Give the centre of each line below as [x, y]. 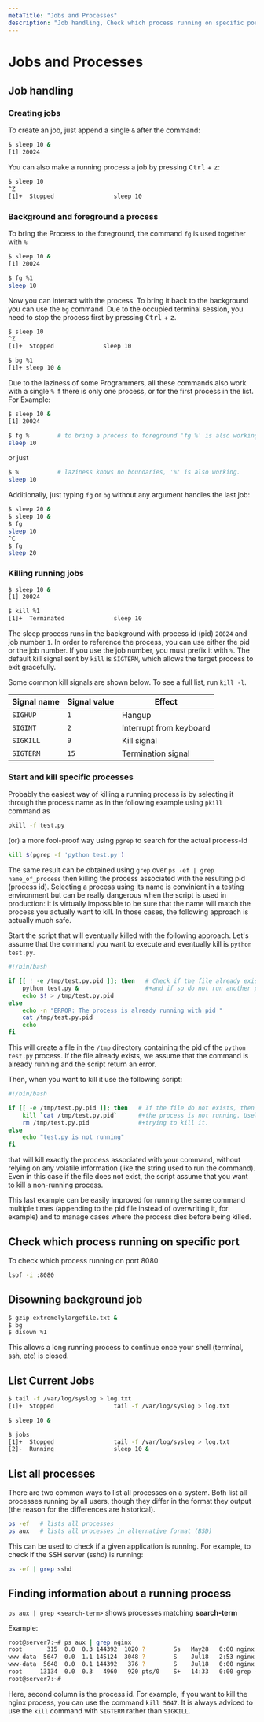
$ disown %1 [27, 1333]
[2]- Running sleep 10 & [79, 1449]
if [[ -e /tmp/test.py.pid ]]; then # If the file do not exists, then [132, 1108]
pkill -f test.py [37, 826]
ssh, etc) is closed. [38, 1356]
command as [29, 811]
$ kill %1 [24, 612]
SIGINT [24, 728]
